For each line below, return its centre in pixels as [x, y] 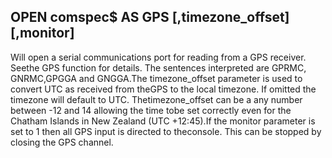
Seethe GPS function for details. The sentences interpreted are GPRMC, [158, 67]
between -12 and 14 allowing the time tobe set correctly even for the [151, 110]
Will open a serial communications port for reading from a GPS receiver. [158, 57]
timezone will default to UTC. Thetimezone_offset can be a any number [156, 99]
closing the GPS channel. [62, 142]
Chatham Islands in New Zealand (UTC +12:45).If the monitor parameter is [163, 121]
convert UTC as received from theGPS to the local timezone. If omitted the [163, 89]
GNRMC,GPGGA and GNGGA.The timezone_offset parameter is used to [156, 78]
